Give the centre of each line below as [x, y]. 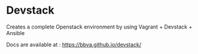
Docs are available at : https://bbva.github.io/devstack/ [74, 45]
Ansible [16, 33]
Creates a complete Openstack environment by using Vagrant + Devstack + [99, 27]
